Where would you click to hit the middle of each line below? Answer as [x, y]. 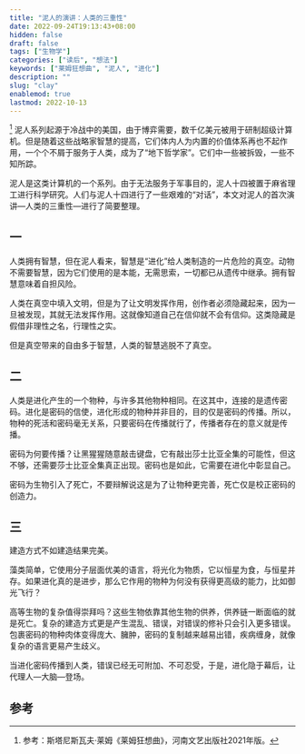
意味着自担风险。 [49, 284]
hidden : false [36, 35]
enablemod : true [40, 94]
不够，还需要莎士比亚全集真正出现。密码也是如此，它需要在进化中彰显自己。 [152, 465]
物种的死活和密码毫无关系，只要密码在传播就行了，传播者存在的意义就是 [144, 423]
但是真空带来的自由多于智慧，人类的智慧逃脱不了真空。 [113, 345]
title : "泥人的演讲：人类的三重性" [69, 18]
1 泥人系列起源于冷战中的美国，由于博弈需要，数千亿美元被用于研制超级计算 [151, 129]
